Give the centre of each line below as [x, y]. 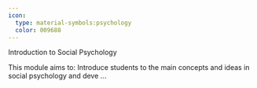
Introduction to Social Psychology [63, 53]
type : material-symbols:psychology [73, 23]
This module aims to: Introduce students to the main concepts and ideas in [129, 68]
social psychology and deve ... [57, 76]
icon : [17, 15]
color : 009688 [38, 30]
